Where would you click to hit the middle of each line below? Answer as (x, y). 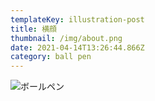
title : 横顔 (33, 29)
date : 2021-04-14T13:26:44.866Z (77, 47)
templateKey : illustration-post (77, 19)
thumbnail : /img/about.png (66, 38)
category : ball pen (51, 57)
